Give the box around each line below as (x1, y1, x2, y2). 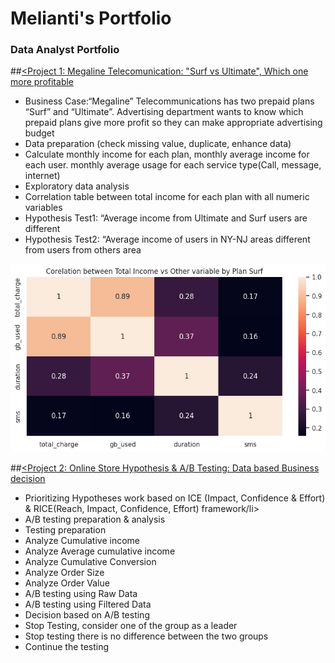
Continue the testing (24, 641, 110, 653)
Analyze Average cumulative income (24, 545, 176, 557)
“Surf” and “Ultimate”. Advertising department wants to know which (24, 106, 304, 118)
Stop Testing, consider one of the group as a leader (24, 620, 238, 632)
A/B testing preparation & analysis (24, 513, 166, 526)
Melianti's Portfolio (10, 7, 172, 30)
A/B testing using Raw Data (24, 588, 138, 600)
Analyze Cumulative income (24, 535, 140, 547)
